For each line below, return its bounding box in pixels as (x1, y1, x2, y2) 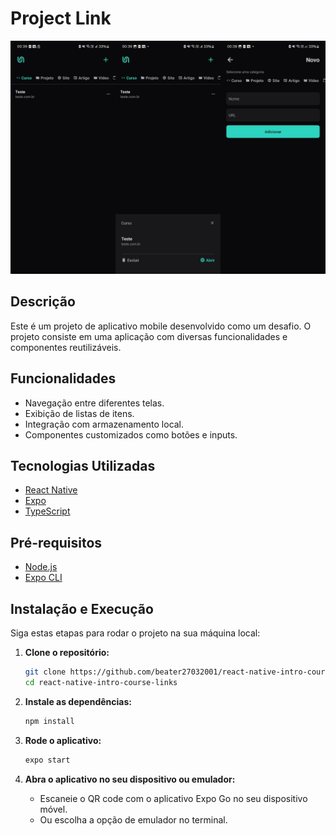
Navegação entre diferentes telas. (24, 397, 165, 409)
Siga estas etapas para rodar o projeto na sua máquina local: (10, 627, 261, 639)
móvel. (39, 803, 68, 815)
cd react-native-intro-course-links (24, 677, 178, 687)
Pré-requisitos (10, 534, 103, 551)
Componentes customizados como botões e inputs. (24, 428, 238, 441)
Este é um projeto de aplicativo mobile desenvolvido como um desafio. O (10, 320, 312, 332)
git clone (24, 667, 67, 677)
